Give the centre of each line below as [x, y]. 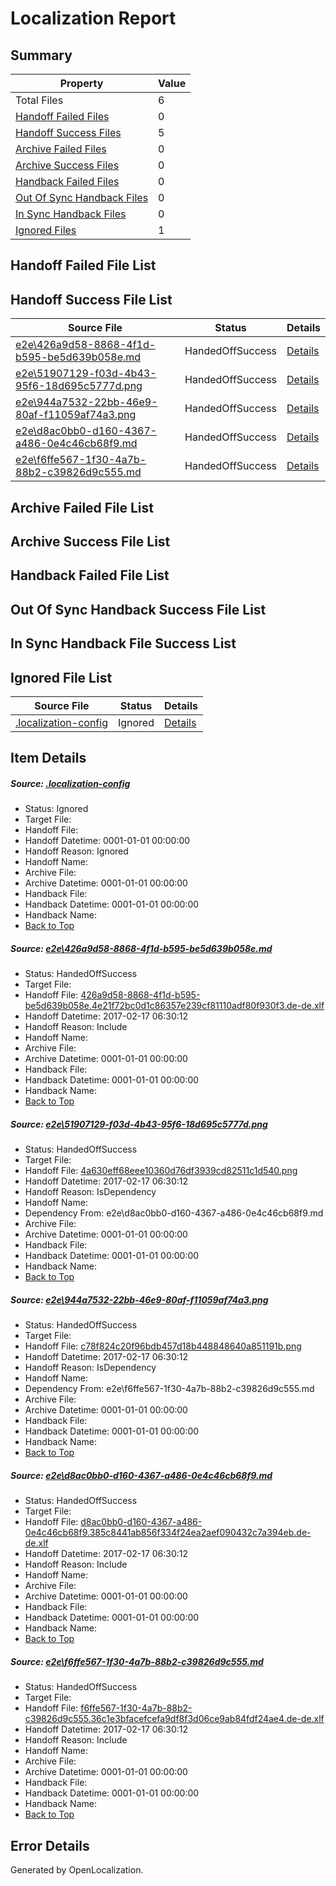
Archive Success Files [67, 165]
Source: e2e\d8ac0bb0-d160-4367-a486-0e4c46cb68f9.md [141, 1475]
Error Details [50, 1845]
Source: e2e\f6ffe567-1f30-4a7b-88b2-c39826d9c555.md [137, 1661]
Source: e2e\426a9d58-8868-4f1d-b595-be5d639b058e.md [141, 948]
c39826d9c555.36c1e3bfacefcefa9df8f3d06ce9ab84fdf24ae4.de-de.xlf [174, 1719]
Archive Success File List [90, 541]
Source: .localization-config [70, 783]
